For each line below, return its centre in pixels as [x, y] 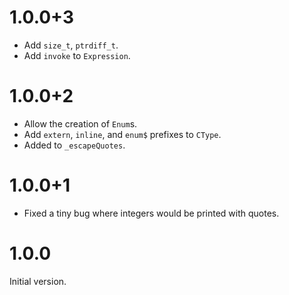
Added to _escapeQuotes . [74, 145]
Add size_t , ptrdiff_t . [71, 45]
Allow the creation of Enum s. [80, 123]
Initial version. [38, 281]
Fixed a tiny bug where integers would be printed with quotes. [151, 213]
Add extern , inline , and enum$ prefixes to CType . [122, 134]
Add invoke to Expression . [77, 55]
